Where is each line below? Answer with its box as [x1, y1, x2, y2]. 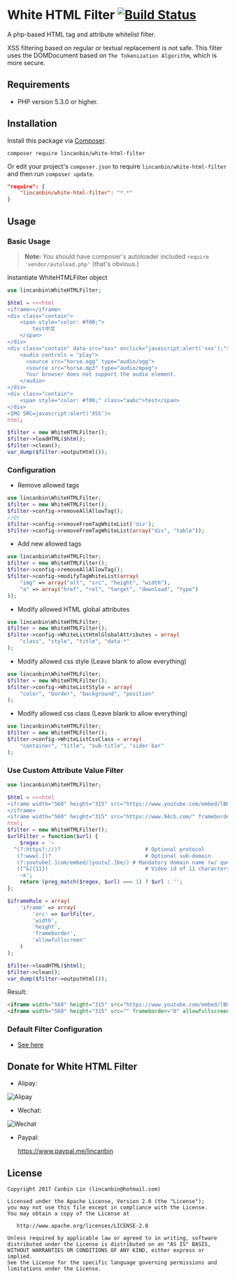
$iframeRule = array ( [7, 897, 71, 904]
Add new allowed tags [17, 539, 82, 548]
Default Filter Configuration [7, 1025, 103, 1035]
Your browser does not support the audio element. [25, 371, 177, 378]
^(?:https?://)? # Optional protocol [13, 846, 205, 853]
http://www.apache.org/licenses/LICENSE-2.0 [16, 1223, 149, 1230]
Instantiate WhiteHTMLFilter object [7, 273, 108, 281]
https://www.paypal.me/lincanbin [17, 1147, 113, 1156]
